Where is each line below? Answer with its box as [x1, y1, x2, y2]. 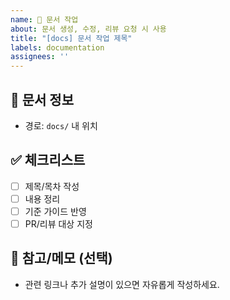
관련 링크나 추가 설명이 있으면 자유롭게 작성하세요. [24, 278, 220, 290]
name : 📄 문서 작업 [10, 14, 79, 25]
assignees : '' [10, 52, 70, 62]
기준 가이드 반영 [24, 205, 87, 217]
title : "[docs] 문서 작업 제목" [10, 33, 133, 43]
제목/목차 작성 [24, 180, 80, 192]
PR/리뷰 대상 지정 [24, 217, 93, 230]
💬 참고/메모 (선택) [10, 250, 113, 267]
